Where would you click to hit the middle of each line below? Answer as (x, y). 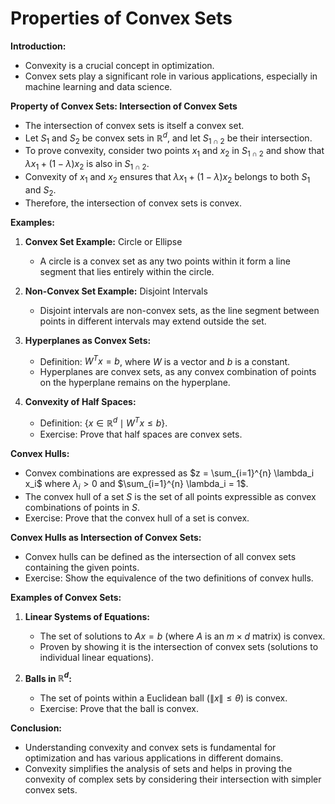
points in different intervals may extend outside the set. (153, 321)
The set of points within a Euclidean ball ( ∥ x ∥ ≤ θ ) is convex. (163, 698)
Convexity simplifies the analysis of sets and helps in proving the (158, 769)
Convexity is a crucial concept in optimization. (119, 65)
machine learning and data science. (98, 86)
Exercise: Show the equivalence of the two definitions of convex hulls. (169, 578)
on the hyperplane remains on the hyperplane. (135, 383)
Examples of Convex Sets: (66, 597)
